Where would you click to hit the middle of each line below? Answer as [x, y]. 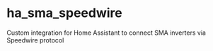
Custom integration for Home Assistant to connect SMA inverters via [106, 33]
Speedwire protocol [35, 40]
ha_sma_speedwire [64, 13]
